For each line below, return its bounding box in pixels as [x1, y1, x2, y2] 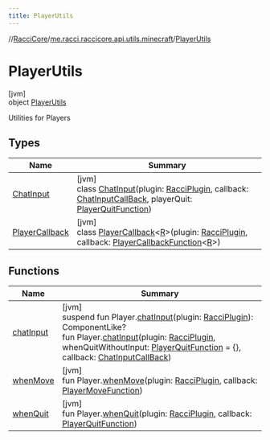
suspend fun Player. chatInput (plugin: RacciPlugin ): [62, 311, 254, 323]
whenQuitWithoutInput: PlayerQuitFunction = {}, [62, 342, 242, 353]
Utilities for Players [8, 113, 71, 122]
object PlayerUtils [8, 97, 67, 107]
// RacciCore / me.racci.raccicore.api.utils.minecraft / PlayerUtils [8, 34, 211, 43]
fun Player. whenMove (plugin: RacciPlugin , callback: [62, 375, 258, 386]
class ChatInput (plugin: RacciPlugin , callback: [76, 183, 249, 195]
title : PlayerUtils [8, 11, 74, 20]
